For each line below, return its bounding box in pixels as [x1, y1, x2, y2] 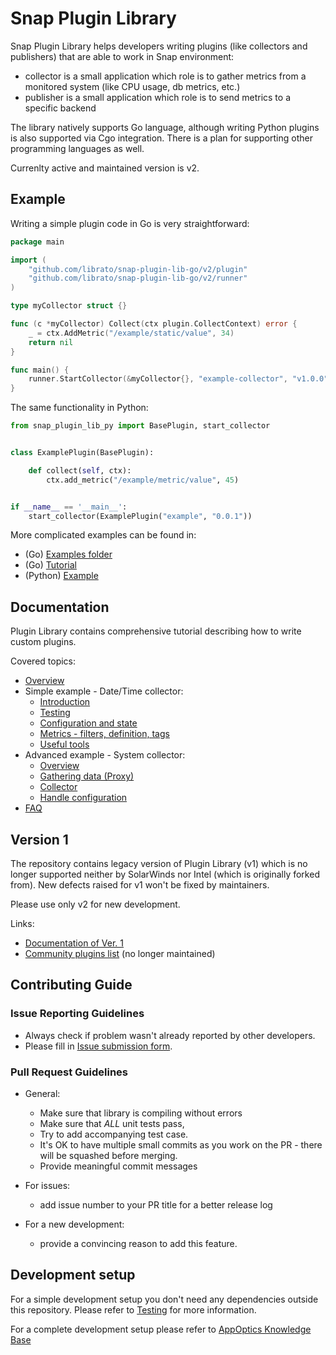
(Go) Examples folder [24, 548, 113, 561]
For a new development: [24, 1218, 125, 1230]
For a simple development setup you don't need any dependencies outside [10, 1293, 319, 1305]
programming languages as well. [10, 142, 145, 154]
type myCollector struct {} [10, 301, 128, 311]
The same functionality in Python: [10, 402, 149, 414]
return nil [28, 337, 74, 347]
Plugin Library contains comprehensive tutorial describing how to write [10, 625, 302, 637]
